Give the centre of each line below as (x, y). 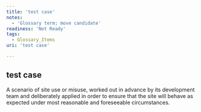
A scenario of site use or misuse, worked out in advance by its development (101, 89)
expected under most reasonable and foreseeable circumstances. (88, 102)
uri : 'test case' (28, 46)
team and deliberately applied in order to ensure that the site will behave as (100, 96)
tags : (13, 34)
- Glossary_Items (33, 40)
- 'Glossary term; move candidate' (56, 23)
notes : (14, 17)
